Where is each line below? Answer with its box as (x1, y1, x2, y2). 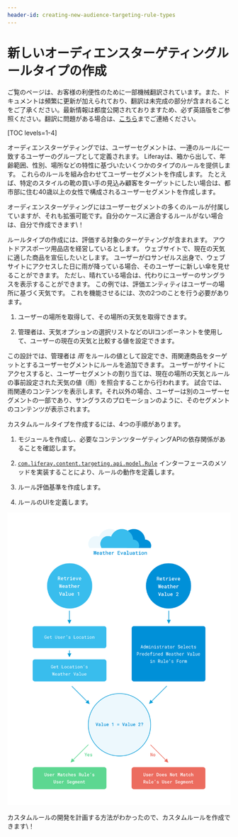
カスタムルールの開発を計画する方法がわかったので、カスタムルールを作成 (7, 813, 225, 821)
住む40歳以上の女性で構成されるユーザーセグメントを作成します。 (25, 187, 220, 196)
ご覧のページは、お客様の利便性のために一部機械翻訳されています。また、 (7, 87, 224, 96)
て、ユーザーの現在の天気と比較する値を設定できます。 (17, 336, 178, 345)
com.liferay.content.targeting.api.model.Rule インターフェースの (17, 458, 215, 467)
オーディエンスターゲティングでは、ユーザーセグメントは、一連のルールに (7, 143, 224, 152)
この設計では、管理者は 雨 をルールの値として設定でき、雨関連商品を (7, 351, 209, 360)
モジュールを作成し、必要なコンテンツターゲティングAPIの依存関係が (17, 435, 220, 443)
